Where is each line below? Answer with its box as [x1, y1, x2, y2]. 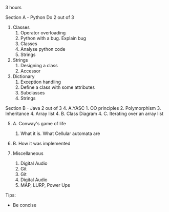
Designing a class [20, 63, 58, 68]
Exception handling [20, 79, 61, 85]
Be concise [12, 202, 37, 208]
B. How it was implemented [12, 141, 71, 146]
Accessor [20, 68, 41, 74]
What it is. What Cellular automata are [20, 130, 100, 137]
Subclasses [20, 90, 45, 95]
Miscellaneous [12, 150, 44, 156]
